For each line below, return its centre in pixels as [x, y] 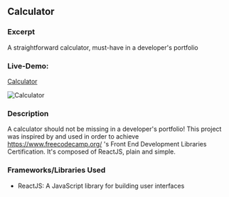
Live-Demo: [28, 65]
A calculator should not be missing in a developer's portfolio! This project [114, 129]
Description [28, 113]
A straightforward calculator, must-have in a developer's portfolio [103, 47]
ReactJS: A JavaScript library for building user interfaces [101, 186]
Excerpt [21, 32]
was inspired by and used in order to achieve [73, 137]
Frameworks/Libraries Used [57, 170]
